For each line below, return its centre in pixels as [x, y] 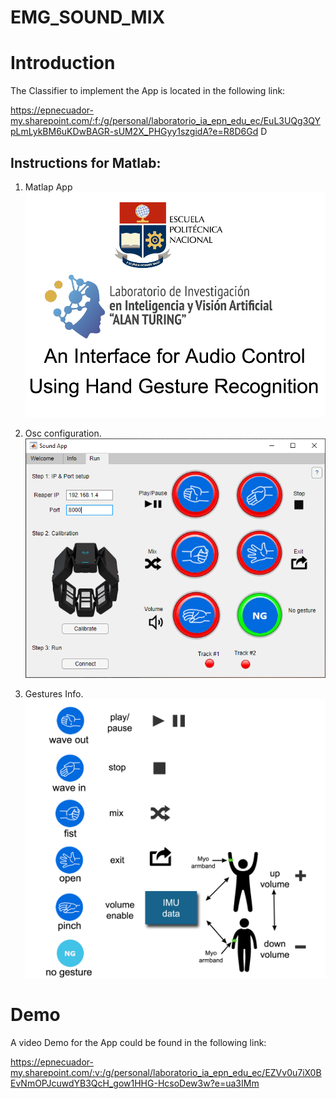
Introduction [63, 63]
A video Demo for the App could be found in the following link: [138, 1042]
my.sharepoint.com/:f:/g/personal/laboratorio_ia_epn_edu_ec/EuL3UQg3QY [166, 121]
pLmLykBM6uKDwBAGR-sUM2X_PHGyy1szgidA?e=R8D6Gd [134, 132]
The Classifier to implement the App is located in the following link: [148, 91]
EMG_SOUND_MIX [88, 17]
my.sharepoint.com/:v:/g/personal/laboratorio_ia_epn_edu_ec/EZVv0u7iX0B [166, 1072]
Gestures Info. [54, 694]
